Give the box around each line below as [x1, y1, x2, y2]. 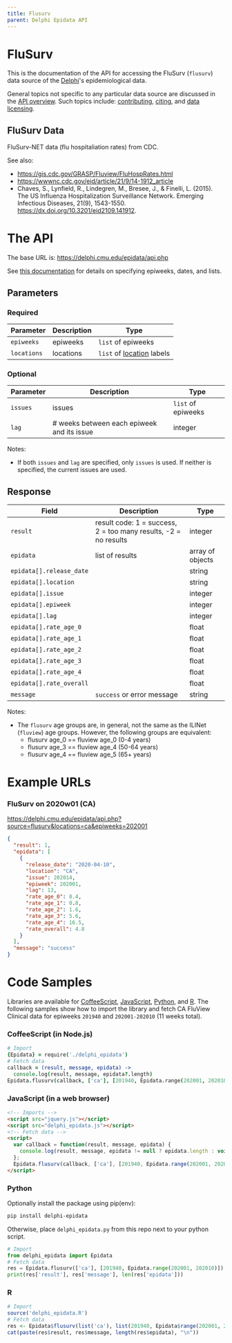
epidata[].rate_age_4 [10, 668, 81, 676]
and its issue [52, 427, 93, 437]
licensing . [7, 104, 35, 113]
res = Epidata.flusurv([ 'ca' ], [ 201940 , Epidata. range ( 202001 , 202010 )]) [7, 1265, 224, 1272]
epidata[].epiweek [10, 601, 71, 608]
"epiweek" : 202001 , [25, 881, 81, 887]
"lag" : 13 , [25, 887, 57, 894]
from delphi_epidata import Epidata [7, 1252, 113, 1259]
